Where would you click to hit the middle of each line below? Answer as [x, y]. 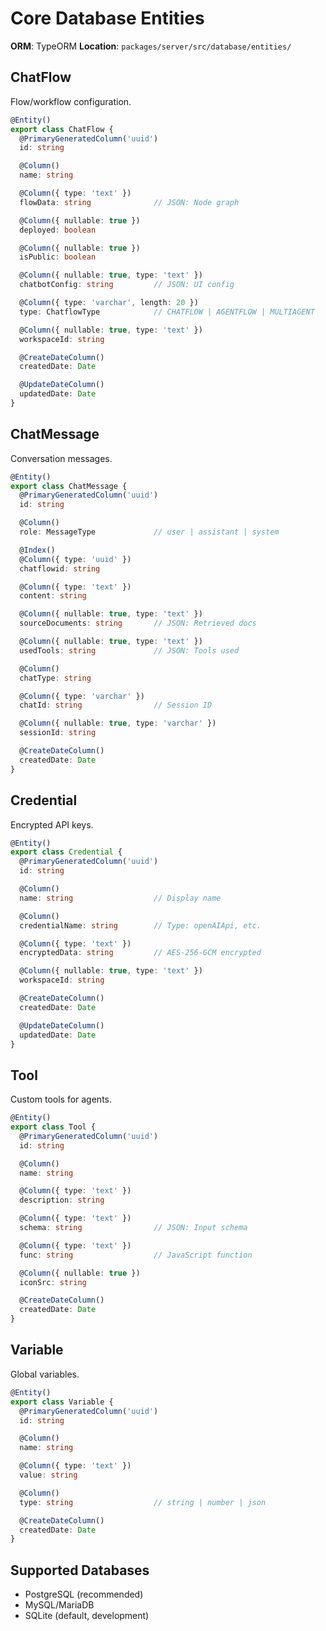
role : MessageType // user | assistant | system [149, 532]
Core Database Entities [107, 18]
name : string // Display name [120, 898]
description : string [62, 1200]
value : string [48, 1475]
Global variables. [45, 1374]
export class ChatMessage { [69, 486]
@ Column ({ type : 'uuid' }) [75, 559]
